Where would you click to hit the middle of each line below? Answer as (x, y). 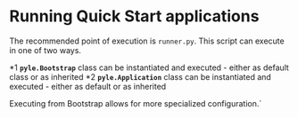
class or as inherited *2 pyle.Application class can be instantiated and (141, 76)
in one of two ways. (46, 50)
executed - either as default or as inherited (88, 86)
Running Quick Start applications (134, 16)
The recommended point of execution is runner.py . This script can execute (147, 41)
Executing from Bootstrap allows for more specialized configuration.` (136, 103)
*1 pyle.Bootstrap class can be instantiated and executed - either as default (149, 67)
